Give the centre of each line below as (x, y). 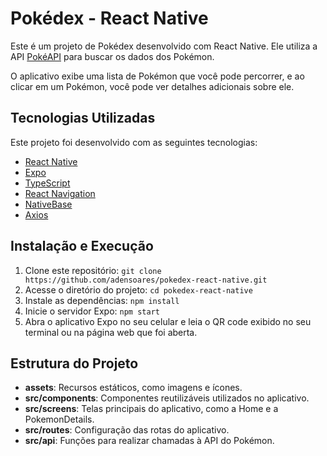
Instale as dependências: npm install (102, 300)
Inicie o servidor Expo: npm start (92, 311)
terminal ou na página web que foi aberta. (111, 332)
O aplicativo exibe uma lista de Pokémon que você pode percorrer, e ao (157, 76)
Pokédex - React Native (109, 18)
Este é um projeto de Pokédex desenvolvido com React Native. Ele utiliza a (164, 46)
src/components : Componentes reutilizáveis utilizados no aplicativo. (167, 398)
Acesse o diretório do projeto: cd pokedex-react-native (138, 289)
